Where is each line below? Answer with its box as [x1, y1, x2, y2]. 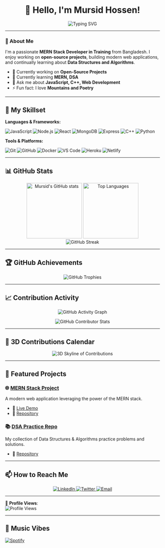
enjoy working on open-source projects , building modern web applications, [5, 54, 159, 60]
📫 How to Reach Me [5, 471, 68, 479]
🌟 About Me [5, 37, 34, 44]
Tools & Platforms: [5, 138, 43, 144]
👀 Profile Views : [5, 500, 38, 506]
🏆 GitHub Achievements [5, 258, 82, 267]
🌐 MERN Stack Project [5, 384, 59, 391]
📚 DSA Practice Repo [5, 423, 57, 430]
